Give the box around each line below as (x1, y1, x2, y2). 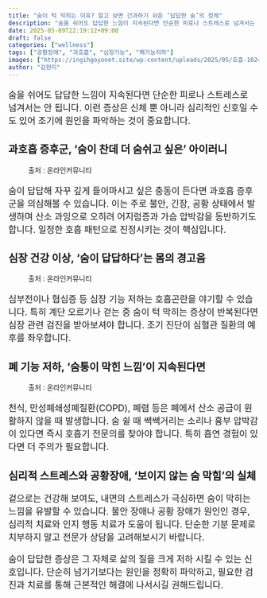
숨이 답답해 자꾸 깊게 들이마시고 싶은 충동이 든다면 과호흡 (8, 184, 234, 196)
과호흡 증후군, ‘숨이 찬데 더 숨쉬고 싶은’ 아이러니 (8, 142, 228, 156)
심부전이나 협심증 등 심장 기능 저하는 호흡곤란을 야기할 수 (8, 293, 234, 305)
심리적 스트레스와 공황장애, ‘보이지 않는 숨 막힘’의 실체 (8, 468, 257, 482)
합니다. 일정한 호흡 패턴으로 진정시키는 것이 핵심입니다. (8, 223, 226, 235)
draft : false (8, 33, 52, 42)
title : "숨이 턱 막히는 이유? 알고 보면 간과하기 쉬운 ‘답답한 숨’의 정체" (8, 11, 223, 20)
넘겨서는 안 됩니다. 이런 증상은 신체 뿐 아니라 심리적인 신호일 (8, 102, 248, 114)
